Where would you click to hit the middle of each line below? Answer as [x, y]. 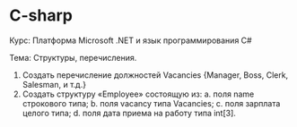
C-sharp [41, 16]
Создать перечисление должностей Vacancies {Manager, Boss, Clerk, [155, 75]
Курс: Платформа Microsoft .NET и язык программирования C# [131, 40]
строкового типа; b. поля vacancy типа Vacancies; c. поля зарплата [151, 103]
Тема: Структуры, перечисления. [73, 57]
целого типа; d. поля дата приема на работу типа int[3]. [129, 113]
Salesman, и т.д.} [54, 84]
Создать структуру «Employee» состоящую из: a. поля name [138, 94]
